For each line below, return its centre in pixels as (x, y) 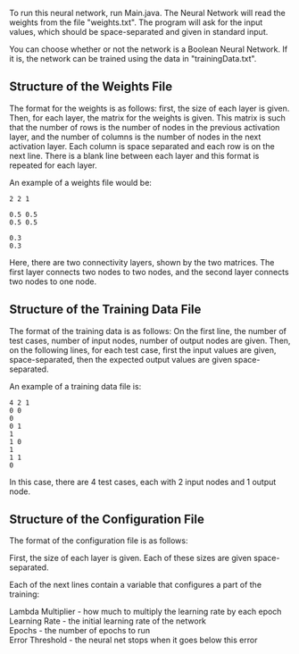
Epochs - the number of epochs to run (79, 631)
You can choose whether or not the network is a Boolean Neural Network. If (149, 49)
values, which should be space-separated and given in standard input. (139, 32)
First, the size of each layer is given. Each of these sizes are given (131, 558)
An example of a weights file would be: (80, 182)
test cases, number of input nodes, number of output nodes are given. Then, (150, 340)
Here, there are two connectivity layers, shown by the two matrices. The (142, 262)
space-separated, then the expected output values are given (120, 359)
